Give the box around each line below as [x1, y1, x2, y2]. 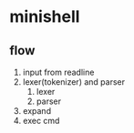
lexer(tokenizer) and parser [22, 77, 126, 87]
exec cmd [22, 116, 60, 126]
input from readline [22, 66, 95, 77]
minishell [9, 6, 80, 27]
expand [22, 106, 52, 116]
